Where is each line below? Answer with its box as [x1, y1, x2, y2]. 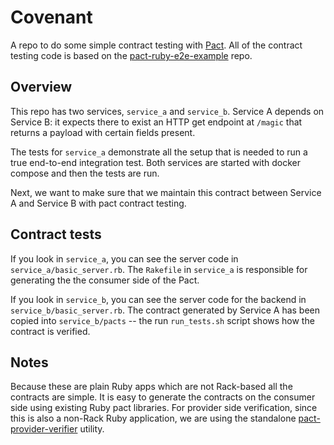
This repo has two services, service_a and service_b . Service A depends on [10, 105, 325, 117]
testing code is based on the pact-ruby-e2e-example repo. [10, 49, 253, 61]
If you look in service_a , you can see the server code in [10, 252, 239, 265]
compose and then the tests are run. [10, 167, 160, 179]
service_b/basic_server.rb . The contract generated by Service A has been [10, 304, 321, 316]
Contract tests [10, 226, 102, 243]
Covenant [10, 6, 93, 29]
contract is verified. [10, 325, 91, 337]
